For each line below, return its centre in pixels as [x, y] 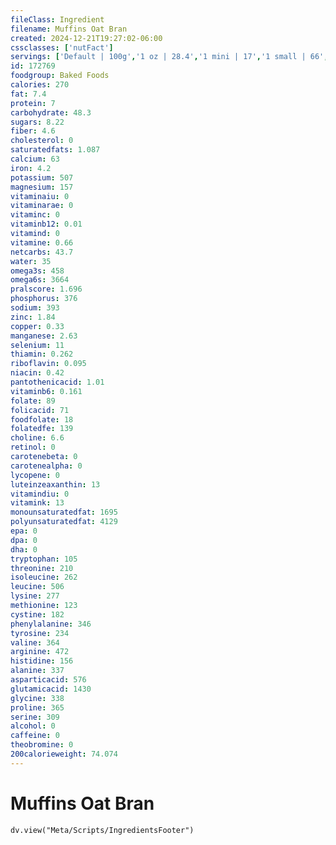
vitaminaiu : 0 [40, 196]
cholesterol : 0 [42, 141]
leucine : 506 [37, 587]
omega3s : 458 [37, 271]
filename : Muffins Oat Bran [69, 29]
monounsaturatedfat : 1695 [64, 512]
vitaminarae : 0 [42, 206]
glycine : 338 [37, 698]
